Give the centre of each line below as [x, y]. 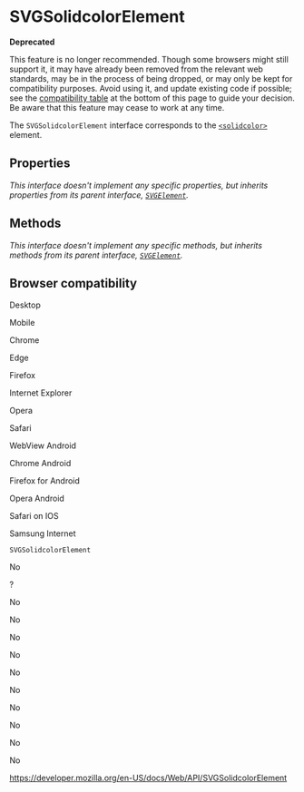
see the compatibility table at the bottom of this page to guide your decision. [152, 98]
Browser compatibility [74, 283]
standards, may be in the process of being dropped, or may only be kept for [151, 78]
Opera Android [37, 499]
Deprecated [32, 42]
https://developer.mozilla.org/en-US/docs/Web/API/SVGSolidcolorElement [148, 778]
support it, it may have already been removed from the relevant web [136, 69]
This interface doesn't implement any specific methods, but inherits [136, 245]
